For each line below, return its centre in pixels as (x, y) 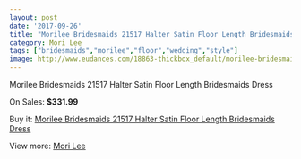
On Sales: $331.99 (44, 102)
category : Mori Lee (46, 42)
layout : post (34, 17)
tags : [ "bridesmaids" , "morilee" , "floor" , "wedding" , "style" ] (124, 51)
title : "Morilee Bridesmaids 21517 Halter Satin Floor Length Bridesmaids (152, 34)
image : (21, 59)
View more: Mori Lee (48, 146)
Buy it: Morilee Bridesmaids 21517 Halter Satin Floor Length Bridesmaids (142, 119)
